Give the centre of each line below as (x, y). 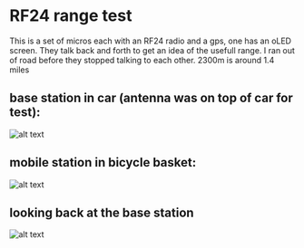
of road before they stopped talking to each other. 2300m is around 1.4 (142, 60)
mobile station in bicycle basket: (103, 162)
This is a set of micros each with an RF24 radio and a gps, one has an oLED (151, 41)
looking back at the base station (102, 212)
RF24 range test (71, 16)
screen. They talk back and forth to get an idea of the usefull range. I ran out (152, 50)
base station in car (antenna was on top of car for (151, 98)
